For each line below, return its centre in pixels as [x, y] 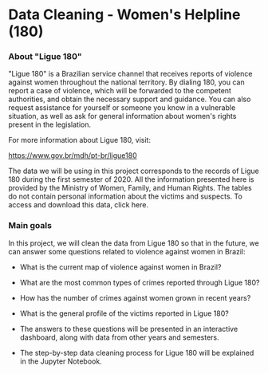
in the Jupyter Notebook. [61, 361]
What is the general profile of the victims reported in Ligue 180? [124, 313]
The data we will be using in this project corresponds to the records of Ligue [134, 171]
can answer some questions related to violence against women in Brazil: [127, 251]
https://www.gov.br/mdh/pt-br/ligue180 [73, 156]
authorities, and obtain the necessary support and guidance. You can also [130, 99]
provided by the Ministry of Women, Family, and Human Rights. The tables [130, 188]
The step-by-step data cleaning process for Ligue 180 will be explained [137, 352]
